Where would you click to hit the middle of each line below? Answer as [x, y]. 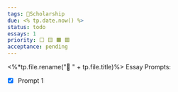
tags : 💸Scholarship [36, 14]
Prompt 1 [30, 81]
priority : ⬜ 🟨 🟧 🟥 [39, 40]
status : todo [27, 27]
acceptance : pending [38, 47]
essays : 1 [22, 34]
